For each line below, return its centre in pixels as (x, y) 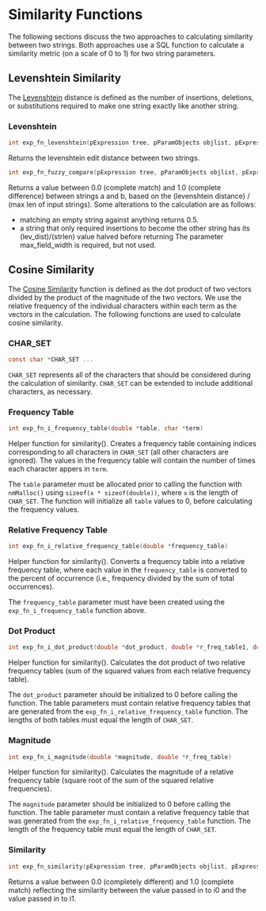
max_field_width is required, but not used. (88, 245)
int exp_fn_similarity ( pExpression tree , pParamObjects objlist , (118, 866)
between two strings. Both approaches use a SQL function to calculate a (126, 44)
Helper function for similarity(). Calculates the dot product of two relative (127, 662)
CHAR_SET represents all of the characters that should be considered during (129, 375)
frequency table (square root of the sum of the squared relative (111, 780)
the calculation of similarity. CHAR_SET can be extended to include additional (131, 383)
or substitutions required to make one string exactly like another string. (123, 105)
